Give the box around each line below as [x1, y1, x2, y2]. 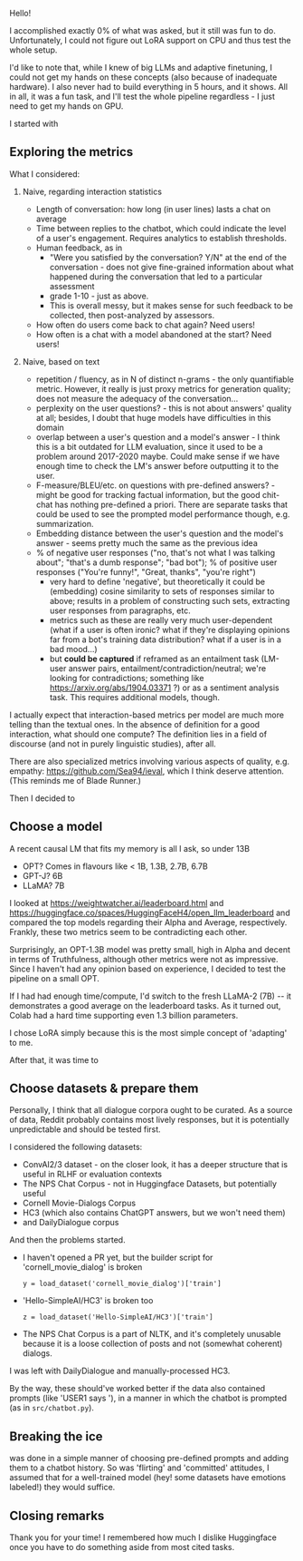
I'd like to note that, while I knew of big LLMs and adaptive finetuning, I [9, 63, 273, 73]
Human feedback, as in [35, 242, 123, 253]
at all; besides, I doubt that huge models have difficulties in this [35, 412, 271, 423]
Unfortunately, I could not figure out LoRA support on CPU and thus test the [9, 35, 291, 45]
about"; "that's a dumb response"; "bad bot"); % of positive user [35, 557, 278, 568]
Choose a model [9, 819, 103, 834]
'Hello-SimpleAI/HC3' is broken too [22, 1295, 154, 1306]
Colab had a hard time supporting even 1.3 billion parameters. [9, 1010, 239, 1020]
